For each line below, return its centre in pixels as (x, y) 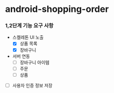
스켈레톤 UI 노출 (28, 37)
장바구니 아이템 (35, 62)
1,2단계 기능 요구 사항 (29, 26)
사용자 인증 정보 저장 (32, 85)
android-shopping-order (57, 9)
